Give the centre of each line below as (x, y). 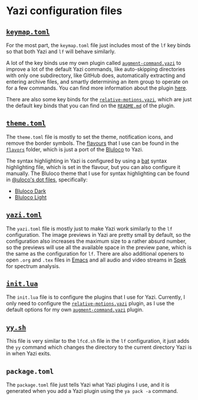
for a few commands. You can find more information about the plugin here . (97, 88)
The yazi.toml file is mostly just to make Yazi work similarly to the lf (89, 229)
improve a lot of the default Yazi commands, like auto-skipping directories (96, 69)
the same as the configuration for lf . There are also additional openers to (95, 253)
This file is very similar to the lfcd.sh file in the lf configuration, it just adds (98, 341)
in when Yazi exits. (29, 353)
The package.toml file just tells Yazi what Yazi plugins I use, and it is (88, 385)
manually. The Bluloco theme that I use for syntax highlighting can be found (98, 173)
